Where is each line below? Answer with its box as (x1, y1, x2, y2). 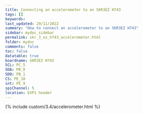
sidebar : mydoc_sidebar (5, 30, 55, 35)
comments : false (5, 44, 39, 49)
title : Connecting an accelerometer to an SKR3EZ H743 (5, 7, 121, 12)
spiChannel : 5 (5, 85, 35, 91)
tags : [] (5, 12, 23, 17)
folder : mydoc (5, 40, 35, 45)
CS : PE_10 (5, 76, 26, 81)
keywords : (5, 16, 26, 21)
